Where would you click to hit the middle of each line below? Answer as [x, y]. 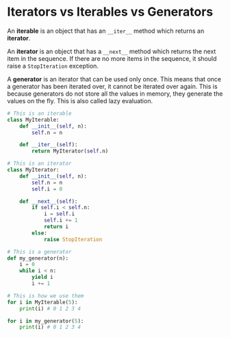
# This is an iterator [39, 164]
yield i [42, 278]
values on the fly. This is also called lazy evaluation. [80, 100]
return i [56, 227]
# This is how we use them [46, 296]
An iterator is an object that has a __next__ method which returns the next [112, 51]
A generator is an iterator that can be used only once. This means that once [114, 79]
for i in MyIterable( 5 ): [42, 302]
